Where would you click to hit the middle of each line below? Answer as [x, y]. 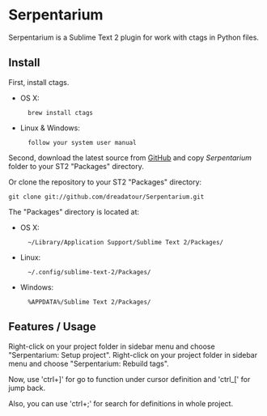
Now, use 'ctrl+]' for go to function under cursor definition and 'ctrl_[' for [129, 379]
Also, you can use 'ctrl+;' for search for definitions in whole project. [121, 403]
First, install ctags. [39, 82]
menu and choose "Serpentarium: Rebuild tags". [89, 363]
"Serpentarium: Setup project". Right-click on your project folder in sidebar [133, 354]
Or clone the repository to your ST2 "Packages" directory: [105, 182]
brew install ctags [60, 112]
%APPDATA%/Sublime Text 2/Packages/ [89, 302]
